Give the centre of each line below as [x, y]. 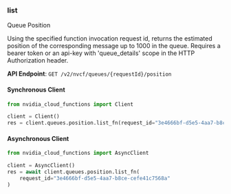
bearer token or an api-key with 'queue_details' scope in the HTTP [101, 53]
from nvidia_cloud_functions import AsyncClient [78, 153]
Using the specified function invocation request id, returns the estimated [110, 39]
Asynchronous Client [38, 138]
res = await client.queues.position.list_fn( [73, 172]
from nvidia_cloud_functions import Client [70, 104]
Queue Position [29, 25]
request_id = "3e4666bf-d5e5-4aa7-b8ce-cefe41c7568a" [95, 178]
